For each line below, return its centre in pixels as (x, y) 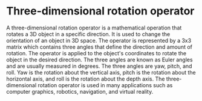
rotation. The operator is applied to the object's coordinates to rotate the (96, 53)
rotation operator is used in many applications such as (105, 85)
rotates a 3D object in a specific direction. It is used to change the (88, 34)
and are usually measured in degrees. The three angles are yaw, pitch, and (99, 66)
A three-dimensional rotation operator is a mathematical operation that (94, 28)
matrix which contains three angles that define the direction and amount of (99, 47)
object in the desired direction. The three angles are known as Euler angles (99, 60)
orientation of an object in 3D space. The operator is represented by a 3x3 (99, 40)
